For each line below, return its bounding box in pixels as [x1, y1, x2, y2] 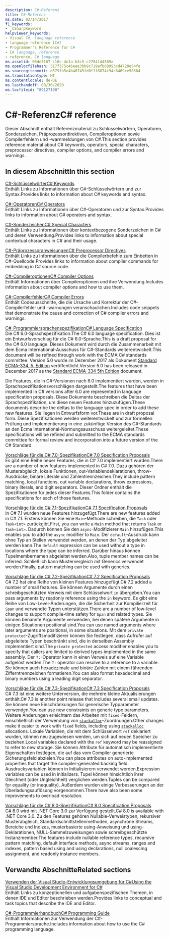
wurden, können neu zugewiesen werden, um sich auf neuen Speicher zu [5, 733, 158, 740]
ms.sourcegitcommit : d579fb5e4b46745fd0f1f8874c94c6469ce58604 [5, 69, 141, 74]
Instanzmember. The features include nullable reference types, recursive [5, 834, 155, 841]
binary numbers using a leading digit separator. [5, 675, 103, 682]
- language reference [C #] [5, 40, 62, 45]
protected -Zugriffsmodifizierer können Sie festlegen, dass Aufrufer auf [5, 632, 152, 639]
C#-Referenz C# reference [5, 109, 117, 120]
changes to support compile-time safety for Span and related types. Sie [5, 611, 152, 617]
